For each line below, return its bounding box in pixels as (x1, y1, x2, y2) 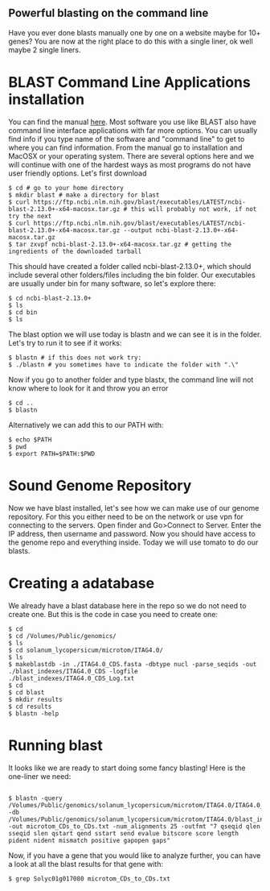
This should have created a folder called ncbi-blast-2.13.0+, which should (8, 261, 252, 271)
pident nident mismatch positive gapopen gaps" (8, 836, 171, 844)
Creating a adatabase (8, 574, 155, 592)
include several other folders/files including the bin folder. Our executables (8, 270, 256, 280)
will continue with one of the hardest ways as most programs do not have (8, 160, 252, 169)
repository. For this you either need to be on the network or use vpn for (8, 512, 243, 521)
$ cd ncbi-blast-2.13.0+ (8, 294, 92, 302)
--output (123, 226, 153, 234)
